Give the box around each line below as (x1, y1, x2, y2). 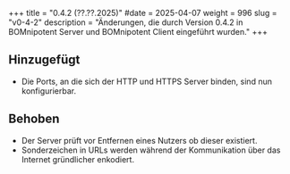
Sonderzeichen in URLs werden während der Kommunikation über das (21, 145, 281, 155)
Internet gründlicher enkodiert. (21, 153, 135, 164)
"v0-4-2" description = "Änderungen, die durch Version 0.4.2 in (8, 17, 243, 28)
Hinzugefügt (8, 53, 81, 68)
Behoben (8, 112, 60, 127)
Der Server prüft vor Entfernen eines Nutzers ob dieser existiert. (21, 135, 258, 145)
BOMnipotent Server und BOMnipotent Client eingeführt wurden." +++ (8, 27, 268, 37)
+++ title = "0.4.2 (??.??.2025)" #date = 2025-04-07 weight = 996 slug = (8, 8, 278, 18)
